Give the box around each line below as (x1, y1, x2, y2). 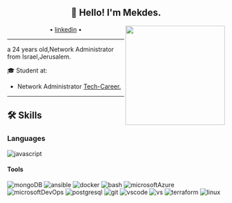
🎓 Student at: (7, 66, 48, 75)
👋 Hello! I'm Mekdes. (70, 7, 162, 19)
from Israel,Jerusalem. (7, 52, 71, 61)
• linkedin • (49, 25, 82, 33)
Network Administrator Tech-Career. (17, 82, 122, 90)
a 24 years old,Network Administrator (7, 45, 114, 53)
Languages (7, 134, 46, 144)
